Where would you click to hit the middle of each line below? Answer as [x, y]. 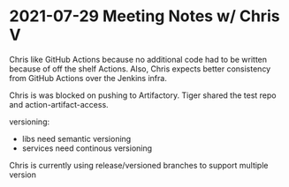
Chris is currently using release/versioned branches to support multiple [139, 165]
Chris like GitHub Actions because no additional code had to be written [138, 59]
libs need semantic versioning [76, 138]
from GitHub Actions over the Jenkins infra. [88, 78]
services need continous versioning [87, 148]
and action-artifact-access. [59, 104]
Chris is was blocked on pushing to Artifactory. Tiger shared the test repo [143, 95]
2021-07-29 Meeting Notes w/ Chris [144, 16]
